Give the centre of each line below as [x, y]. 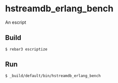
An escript [16, 22]
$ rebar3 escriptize [27, 49]
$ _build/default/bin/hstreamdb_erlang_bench [53, 76]
